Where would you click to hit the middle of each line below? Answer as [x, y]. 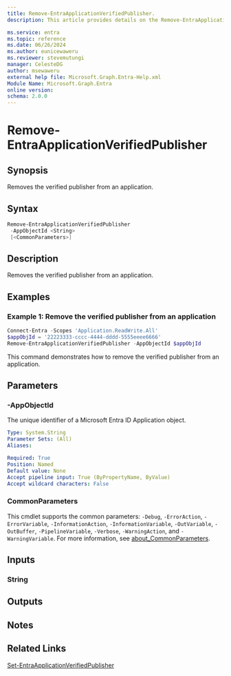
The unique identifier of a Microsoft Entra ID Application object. [97, 420]
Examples [29, 297]
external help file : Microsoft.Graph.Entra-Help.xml [84, 77]
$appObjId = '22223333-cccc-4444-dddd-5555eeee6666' [84, 337]
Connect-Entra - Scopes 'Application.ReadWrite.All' [82, 331]
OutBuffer [21, 531]
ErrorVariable [27, 524]
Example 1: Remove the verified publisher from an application [112, 316]
